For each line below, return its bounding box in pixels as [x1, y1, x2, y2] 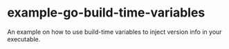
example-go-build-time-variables [7, 5, 205, 21]
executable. [7, 35, 41, 43]
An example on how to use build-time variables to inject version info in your [7, 28, 223, 36]
